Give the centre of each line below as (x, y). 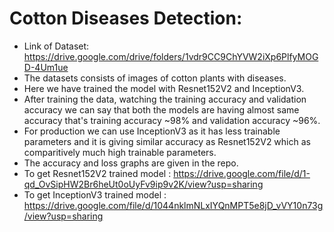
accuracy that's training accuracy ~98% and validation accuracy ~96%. (172, 120)
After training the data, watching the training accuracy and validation (165, 99)
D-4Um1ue (46, 67)
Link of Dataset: (56, 46)
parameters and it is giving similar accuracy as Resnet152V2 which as (167, 141)
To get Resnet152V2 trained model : (97, 173)
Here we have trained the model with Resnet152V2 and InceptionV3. (164, 88)
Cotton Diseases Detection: (126, 18)
